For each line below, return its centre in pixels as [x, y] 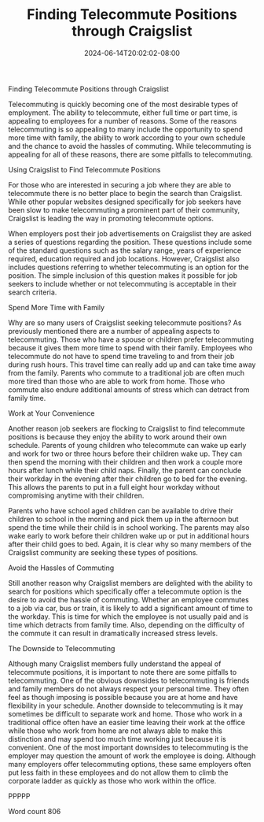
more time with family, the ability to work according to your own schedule [127, 137]
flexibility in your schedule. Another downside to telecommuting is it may [126, 705]
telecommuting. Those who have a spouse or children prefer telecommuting [131, 339]
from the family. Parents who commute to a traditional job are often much [126, 372]
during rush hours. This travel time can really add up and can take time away [132, 365]
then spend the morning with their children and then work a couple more [125, 461]
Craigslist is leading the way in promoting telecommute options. [111, 218]
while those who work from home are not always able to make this [115, 731]
